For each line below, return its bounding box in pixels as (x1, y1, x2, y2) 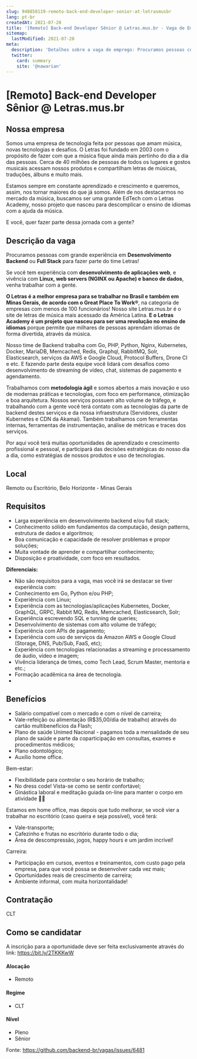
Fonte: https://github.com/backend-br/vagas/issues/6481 (6, 1046, 145, 1053)
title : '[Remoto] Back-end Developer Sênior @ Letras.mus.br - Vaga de (6, 25, 185, 31)
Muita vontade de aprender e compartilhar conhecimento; (14, 548, 155, 555)
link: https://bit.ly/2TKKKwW (6, 949, 74, 956)
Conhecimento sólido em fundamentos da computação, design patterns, (14, 523, 190, 530)
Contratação (6, 895, 53, 905)
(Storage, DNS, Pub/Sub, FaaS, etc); (14, 640, 103, 647)
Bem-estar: (6, 765, 33, 772)
